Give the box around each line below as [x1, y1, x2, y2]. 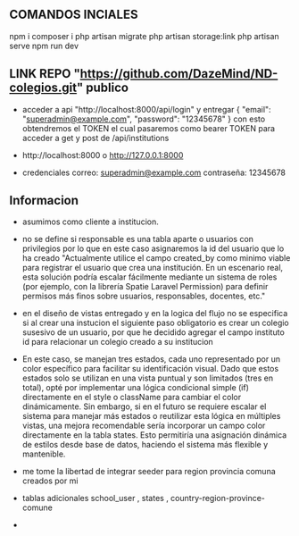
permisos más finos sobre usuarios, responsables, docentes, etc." [21, 290, 266, 302]
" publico [76, 80, 129, 96]
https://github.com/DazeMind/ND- [79, 66, 278, 81]
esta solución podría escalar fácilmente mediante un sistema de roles [21, 272, 278, 282]
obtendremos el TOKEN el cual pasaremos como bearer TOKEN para [21, 122, 275, 133]
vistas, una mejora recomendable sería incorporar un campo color [21, 420, 266, 431]
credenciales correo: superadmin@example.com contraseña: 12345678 [21, 167, 286, 178]
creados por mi [21, 475, 79, 486]
